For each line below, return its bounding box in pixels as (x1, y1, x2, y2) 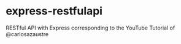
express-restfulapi (6, 4, 102, 18)
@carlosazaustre (6, 30, 49, 37)
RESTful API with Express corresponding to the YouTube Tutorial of (6, 24, 175, 31)
